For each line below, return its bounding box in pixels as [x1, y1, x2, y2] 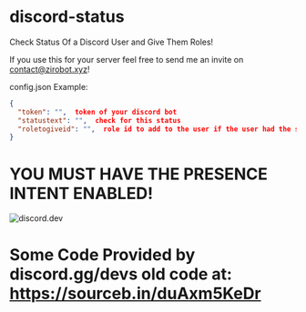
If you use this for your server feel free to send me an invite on [9, 54, 244, 65]
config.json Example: [9, 81, 88, 92]
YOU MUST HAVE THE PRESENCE [9, 164, 269, 184]
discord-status [9, 6, 125, 27]
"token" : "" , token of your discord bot [17, 107, 178, 116]
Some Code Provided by [9, 245, 196, 266]
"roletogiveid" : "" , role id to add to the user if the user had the [17, 125, 291, 134]
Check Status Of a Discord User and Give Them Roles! [9, 36, 214, 47]
